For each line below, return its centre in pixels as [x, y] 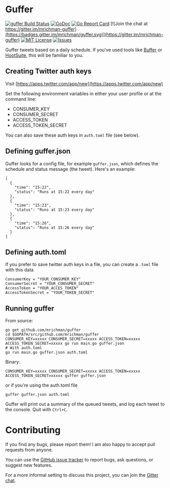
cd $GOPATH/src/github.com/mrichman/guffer [52, 335]
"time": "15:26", [33, 223]
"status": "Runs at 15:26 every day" [55, 228]
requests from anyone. [29, 450]
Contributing [33, 430]
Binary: [13, 362]
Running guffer [30, 308]
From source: [19, 321]
